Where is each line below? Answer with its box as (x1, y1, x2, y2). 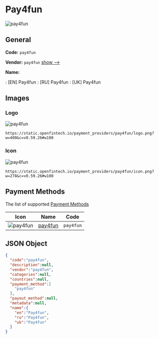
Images (5, 94, 30, 103)
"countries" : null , (10, 276, 50, 282)
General (5, 35, 32, 44)
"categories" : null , (10, 272, 52, 277)
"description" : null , (10, 262, 54, 268)
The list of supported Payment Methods (5, 201, 89, 207)
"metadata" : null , (10, 300, 47, 306)
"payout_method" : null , (10, 296, 58, 301)
